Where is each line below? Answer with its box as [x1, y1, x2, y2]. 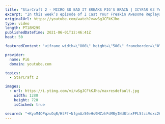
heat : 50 [5, 35, 23, 40]
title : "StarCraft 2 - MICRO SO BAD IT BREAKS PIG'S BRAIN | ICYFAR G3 [5, 7, 155, 12]
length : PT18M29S [5, 26, 41, 31]
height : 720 [14, 97, 38, 102]
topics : [5, 70, 21, 75]
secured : [5, 111, 23, 116]
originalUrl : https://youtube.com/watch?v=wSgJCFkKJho [5, 16, 120, 21]
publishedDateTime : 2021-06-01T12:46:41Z [5, 30, 91, 35]
